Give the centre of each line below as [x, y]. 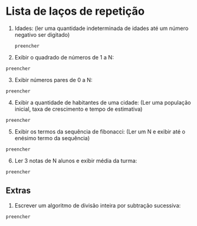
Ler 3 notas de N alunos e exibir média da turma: [76, 160]
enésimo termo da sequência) [52, 138]
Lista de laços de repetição [75, 11]
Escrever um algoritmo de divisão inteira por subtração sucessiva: [98, 205]
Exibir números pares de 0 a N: [53, 80]
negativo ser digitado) [42, 34]
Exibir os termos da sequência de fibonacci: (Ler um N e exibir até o [100, 131]
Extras [18, 191]
